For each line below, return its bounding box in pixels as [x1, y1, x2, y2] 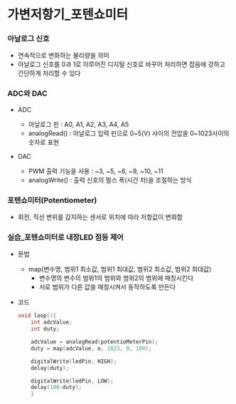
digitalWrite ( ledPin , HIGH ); [31, 358, 117, 365]
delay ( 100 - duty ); [31, 384, 82, 391]
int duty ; [31, 326, 60, 333]
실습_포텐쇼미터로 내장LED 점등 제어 [7, 232, 124, 242]
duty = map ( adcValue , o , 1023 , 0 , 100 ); [31, 345, 152, 352]
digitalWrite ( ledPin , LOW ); [31, 377, 114, 385]
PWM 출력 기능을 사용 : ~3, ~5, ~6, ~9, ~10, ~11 [28, 167, 163, 175]
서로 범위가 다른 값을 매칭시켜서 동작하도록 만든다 [38, 283, 176, 291]
